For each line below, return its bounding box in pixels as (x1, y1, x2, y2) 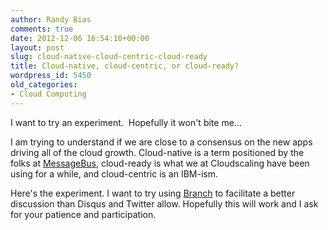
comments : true (10, 24, 74, 34)
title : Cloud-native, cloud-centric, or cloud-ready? (10, 61, 240, 71)
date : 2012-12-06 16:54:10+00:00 (10, 33, 150, 43)
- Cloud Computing (10, 89, 87, 99)
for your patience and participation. (10, 208, 157, 220)
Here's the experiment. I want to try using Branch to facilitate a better (10, 187, 296, 199)
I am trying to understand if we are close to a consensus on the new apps (10, 136, 313, 148)
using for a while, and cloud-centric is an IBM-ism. (10, 167, 219, 180)
